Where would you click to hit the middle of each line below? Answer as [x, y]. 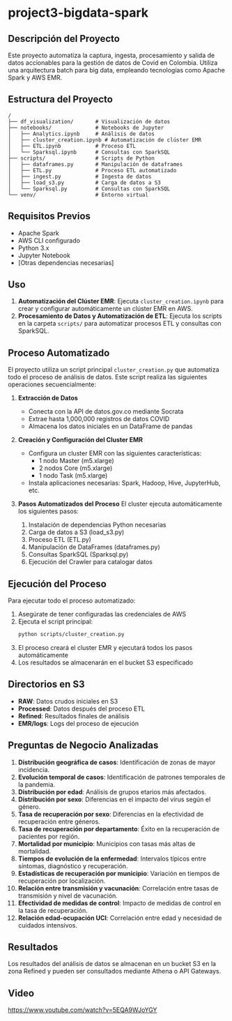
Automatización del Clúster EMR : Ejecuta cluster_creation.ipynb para [121, 301]
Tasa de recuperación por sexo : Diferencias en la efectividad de [111, 814]
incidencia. [34, 769]
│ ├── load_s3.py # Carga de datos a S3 [84, 183]
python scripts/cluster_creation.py [71, 635]
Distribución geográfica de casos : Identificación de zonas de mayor [117, 762]
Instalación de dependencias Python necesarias [97, 525]
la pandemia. [37, 784]
